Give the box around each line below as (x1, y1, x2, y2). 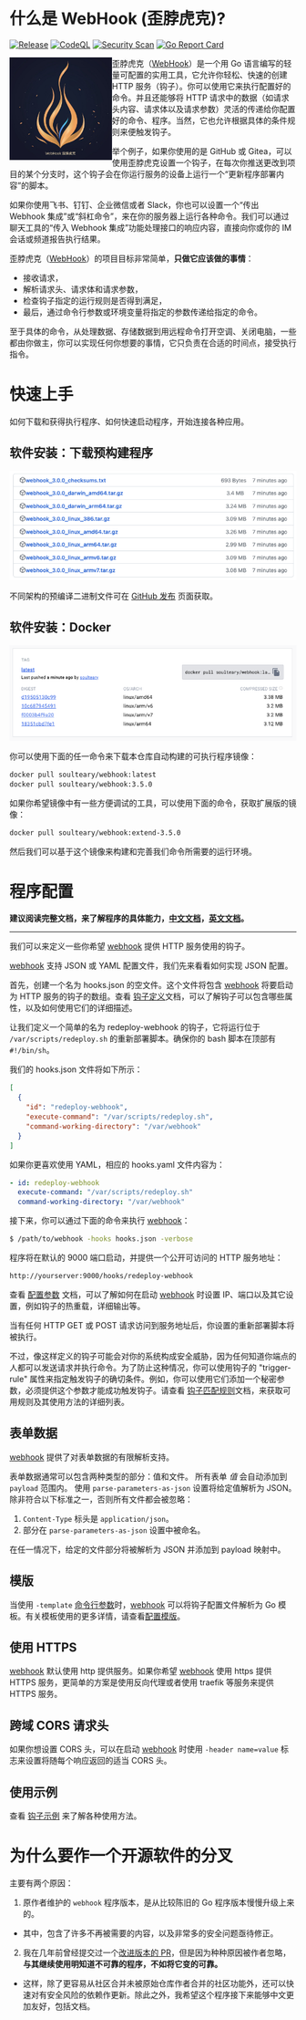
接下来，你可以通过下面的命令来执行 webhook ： (9, 1215, 190, 1226)
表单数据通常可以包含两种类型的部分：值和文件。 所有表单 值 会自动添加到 (9, 1471, 288, 1482)
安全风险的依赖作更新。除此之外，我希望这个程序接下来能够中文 (46, 1989, 287, 2000)
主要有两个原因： (9, 1877, 74, 1889)
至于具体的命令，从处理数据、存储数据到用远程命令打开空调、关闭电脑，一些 (9, 326, 297, 337)
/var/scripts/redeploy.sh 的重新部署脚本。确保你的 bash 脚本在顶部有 (9, 1033, 276, 1045)
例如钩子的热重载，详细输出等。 (25, 1300, 146, 1311)
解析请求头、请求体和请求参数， (22, 284, 143, 295)
